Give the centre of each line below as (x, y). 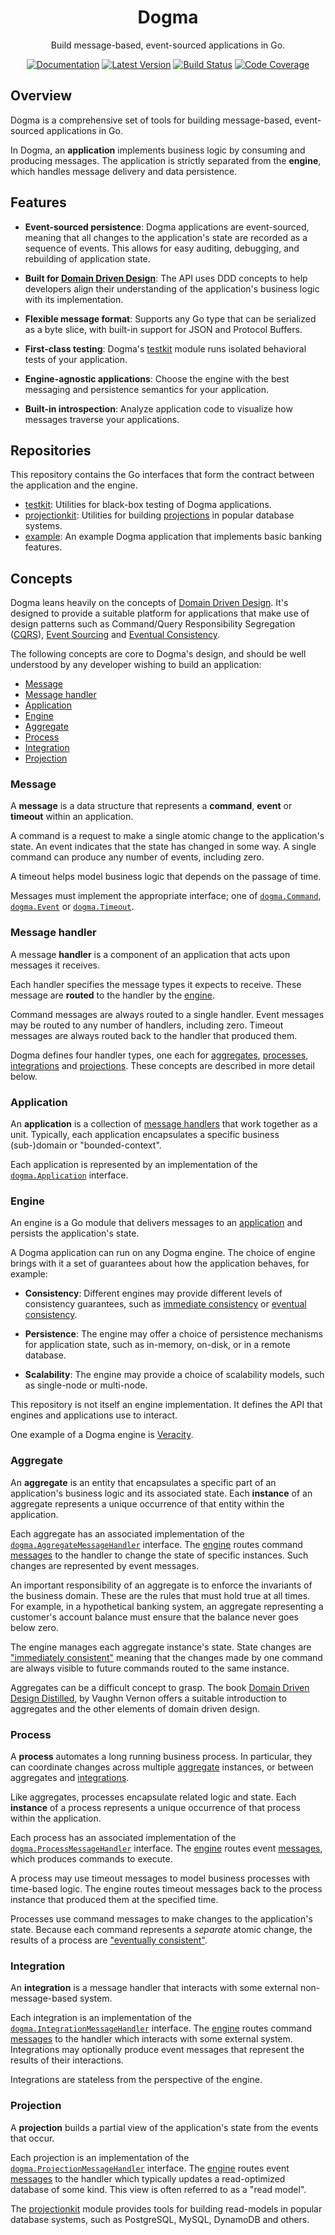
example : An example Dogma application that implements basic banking (173, 537)
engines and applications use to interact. (94, 1415)
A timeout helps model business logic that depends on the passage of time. (166, 877)
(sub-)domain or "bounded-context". (86, 1145)
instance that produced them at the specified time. (114, 1899)
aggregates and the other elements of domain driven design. (135, 1708)
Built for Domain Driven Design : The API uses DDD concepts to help (166, 278)
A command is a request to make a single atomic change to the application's (167, 836)
